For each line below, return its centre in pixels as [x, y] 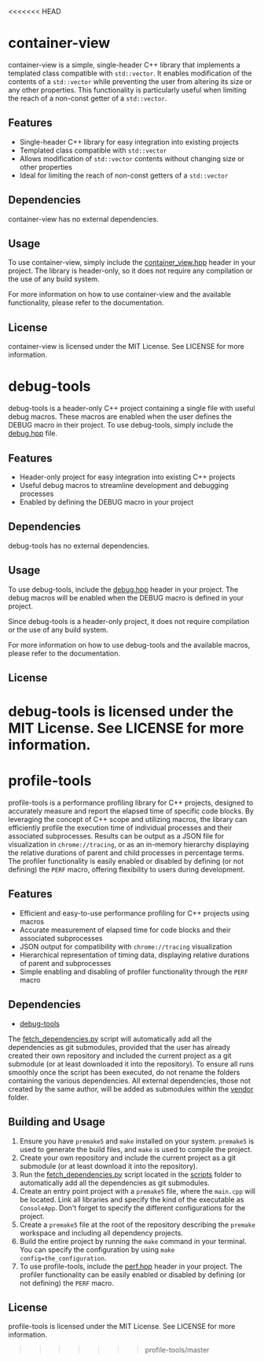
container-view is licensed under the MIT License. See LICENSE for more [126, 347]
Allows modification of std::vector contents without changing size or [132, 158]
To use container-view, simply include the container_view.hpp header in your [132, 262]
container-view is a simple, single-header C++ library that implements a [125, 64]
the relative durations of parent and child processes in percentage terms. [126, 853]
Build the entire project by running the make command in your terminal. [133, 1241]
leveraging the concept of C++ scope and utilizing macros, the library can [128, 820]
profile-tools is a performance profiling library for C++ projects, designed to [131, 803]
